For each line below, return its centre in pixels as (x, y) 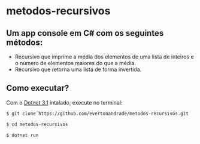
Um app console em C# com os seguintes (85, 33)
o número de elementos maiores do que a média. (75, 63)
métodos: (25, 42)
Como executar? (38, 88)
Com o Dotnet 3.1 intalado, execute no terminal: (64, 102)
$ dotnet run (22, 135)
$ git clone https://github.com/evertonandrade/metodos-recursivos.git (97, 114)
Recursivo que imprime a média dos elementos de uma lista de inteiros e (104, 57)
